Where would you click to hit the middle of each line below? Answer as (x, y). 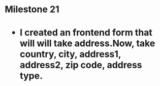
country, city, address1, (70, 54)
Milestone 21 (32, 9)
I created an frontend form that (86, 33)
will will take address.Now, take (87, 44)
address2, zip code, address (81, 65)
